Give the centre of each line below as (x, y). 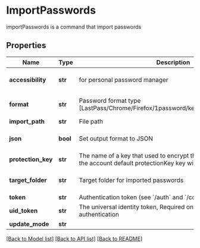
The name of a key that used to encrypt (134, 155)
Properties (26, 45)
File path (91, 121)
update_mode (29, 224)
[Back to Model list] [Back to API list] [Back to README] (74, 238)
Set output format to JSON (116, 139)
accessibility (28, 80)
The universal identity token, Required (132, 207)
